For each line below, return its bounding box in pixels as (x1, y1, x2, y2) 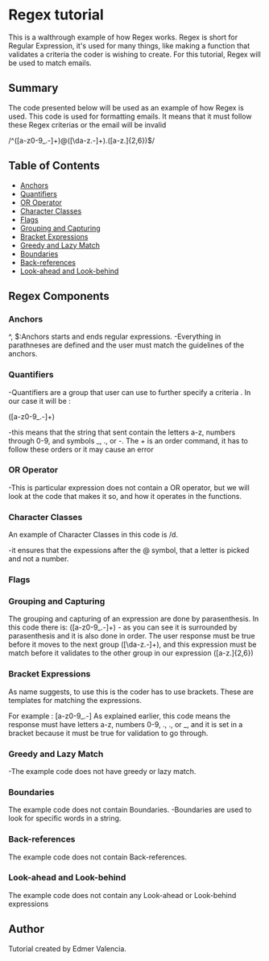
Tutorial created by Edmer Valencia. (8, 943, 127, 953)
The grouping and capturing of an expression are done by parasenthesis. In (8, 614, 259, 624)
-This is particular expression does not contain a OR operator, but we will (8, 482, 250, 493)
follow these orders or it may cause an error (8, 444, 155, 454)
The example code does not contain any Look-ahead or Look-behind (8, 890, 237, 900)
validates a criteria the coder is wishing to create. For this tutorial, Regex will (8, 49, 262, 59)
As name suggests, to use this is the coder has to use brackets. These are (8, 687, 254, 697)
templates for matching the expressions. (8, 695, 143, 705)
